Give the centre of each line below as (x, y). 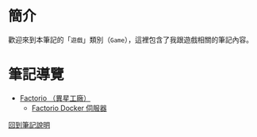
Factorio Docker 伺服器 (69, 108)
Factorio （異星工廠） (55, 98)
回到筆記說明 (29, 124)
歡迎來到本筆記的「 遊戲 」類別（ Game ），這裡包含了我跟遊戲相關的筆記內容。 (131, 40)
